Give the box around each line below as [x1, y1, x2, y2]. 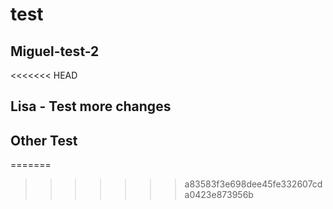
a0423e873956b [184, 189, 254, 201]
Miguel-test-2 [10, 43, 100, 60]
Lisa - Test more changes [10, 98, 172, 115]
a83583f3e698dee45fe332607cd [184, 178, 323, 190]
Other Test [10, 132, 78, 149]
